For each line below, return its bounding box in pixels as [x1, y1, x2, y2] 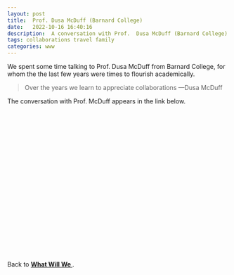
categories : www [7, 43, 55, 50]
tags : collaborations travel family [7, 37, 115, 44]
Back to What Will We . [7, 260, 74, 268]
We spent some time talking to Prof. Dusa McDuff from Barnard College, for [7, 63, 226, 70]
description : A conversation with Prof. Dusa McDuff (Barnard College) [7, 30, 228, 37]
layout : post [7, 10, 46, 18]
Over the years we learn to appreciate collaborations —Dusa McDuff [24, 84, 223, 91]
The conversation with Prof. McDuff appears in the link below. [7, 97, 186, 105]
